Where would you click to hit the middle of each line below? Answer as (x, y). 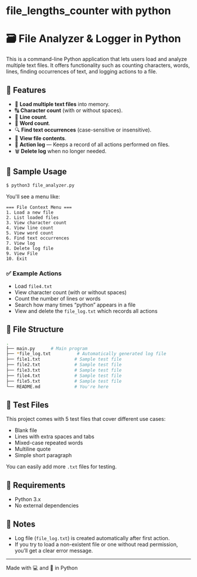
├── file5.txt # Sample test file (64, 381)
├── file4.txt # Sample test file (64, 376)
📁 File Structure (35, 330)
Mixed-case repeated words (49, 443)
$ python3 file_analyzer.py (40, 185)
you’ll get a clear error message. (54, 551)
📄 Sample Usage (37, 172)
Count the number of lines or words (57, 298)
